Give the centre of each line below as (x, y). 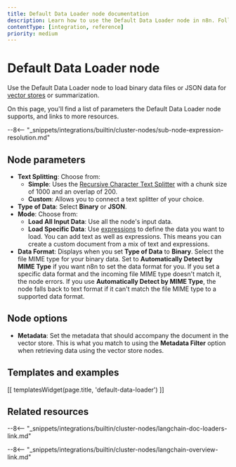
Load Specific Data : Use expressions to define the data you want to (126, 229)
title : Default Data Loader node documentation (78, 14)
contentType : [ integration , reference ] (66, 27)
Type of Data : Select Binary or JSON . (72, 206)
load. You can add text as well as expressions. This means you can (125, 236)
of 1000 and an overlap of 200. (73, 192)
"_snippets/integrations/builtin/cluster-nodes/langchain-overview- (123, 450)
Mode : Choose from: (48, 214)
